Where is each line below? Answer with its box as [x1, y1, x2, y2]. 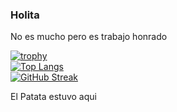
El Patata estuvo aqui [10, 91, 97, 103]
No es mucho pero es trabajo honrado [10, 31, 168, 43]
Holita [10, 8, 40, 22]
